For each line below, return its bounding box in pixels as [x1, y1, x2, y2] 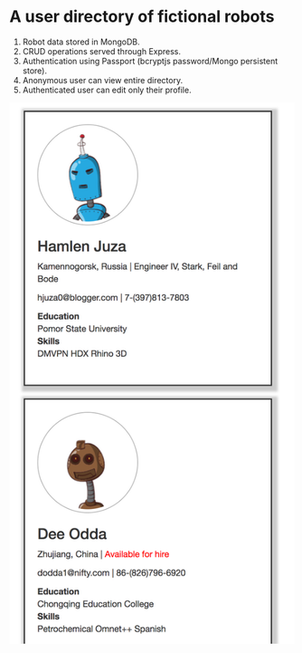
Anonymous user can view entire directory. [22, 74, 184, 85]
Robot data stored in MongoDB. [22, 36, 140, 47]
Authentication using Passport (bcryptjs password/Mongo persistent [22, 55, 278, 66]
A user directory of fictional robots [9, 6, 275, 27]
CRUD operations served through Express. [22, 45, 182, 56]
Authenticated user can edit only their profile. [22, 84, 192, 95]
